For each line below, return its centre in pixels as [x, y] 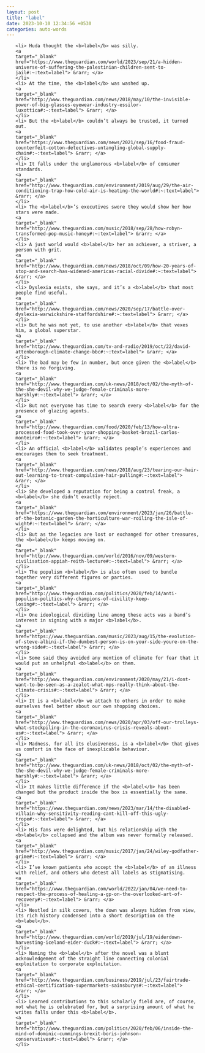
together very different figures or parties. [74, 577]
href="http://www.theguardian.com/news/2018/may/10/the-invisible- [103, 100]
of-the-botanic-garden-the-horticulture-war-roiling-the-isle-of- [102, 519]
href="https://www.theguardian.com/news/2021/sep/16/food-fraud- [100, 143]
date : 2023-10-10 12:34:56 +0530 [49, 23]
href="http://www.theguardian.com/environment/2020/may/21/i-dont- [103, 680]
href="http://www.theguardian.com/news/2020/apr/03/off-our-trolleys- [107, 723]
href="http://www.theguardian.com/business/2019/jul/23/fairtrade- [103, 980]
